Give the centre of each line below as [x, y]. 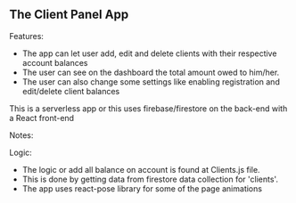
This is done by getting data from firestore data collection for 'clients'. [150, 179]
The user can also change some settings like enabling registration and [151, 81]
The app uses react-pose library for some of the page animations [142, 188]
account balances [55, 62]
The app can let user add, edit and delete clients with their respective [149, 53]
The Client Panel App [69, 15]
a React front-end [41, 118]
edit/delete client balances [71, 91]
